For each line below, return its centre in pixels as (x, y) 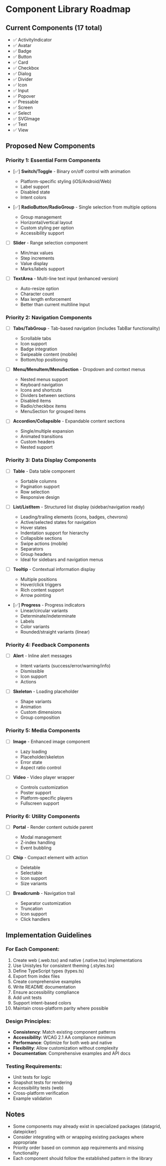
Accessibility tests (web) (38, 1088)
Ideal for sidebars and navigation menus (62, 559)
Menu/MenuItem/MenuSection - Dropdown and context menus (79, 369)
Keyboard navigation (42, 385)
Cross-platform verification (41, 1093)
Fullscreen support (40, 803)
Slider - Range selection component (50, 243)
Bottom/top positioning (44, 360)
